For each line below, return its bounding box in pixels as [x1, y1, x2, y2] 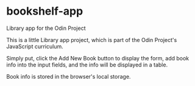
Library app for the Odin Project [6, 24, 86, 32]
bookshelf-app [6, 4, 83, 18]
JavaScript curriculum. [6, 43, 63, 50]
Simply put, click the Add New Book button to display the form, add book [6, 54, 190, 62]
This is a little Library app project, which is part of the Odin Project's [6, 36, 177, 43]
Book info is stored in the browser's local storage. [6, 73, 131, 80]
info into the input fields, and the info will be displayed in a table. [6, 61, 168, 68]
